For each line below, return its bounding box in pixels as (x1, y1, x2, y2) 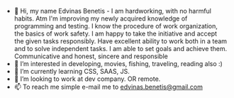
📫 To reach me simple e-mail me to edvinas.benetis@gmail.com (13, 82, 204, 91)
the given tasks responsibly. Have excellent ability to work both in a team (13, 37, 228, 45)
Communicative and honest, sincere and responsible (13, 52, 168, 60)
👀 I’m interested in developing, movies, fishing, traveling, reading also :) (13, 60, 223, 67)
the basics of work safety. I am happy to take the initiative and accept (13, 29, 218, 38)
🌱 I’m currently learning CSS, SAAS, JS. (13, 67, 130, 75)
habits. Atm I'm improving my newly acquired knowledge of (13, 14, 188, 23)
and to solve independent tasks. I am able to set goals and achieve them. (13, 45, 228, 53)
